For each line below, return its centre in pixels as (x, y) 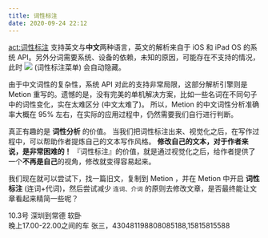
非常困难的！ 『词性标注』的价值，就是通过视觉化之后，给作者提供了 (142, 151)
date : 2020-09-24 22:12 (48, 23)
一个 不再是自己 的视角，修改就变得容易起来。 (82, 161)
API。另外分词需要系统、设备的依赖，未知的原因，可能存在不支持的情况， (138, 57)
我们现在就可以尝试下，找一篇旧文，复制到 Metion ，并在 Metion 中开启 (126, 178)
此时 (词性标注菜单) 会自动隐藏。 (67, 67)
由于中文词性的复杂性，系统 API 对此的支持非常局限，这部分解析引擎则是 (128, 84)
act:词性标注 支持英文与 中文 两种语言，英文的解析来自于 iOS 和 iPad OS (125, 47)
